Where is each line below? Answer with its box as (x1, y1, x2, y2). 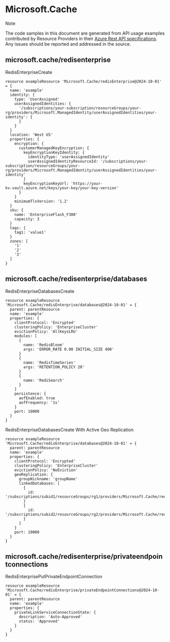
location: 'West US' (10, 132, 53, 137)
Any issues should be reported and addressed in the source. (5, 41, 132, 47)
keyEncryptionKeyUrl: (23, 181, 69, 186)
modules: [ (14, 333, 37, 338)
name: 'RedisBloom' (23, 342, 65, 347)
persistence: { (14, 391, 47, 396)
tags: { (10, 225, 26, 230)
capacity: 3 (14, 217, 39, 222)
